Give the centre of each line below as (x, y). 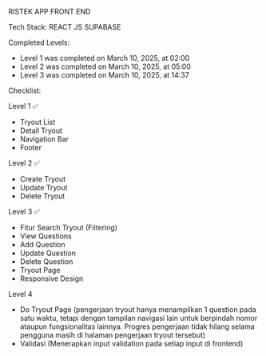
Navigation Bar (44, 139)
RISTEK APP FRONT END (50, 12)
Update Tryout (44, 188)
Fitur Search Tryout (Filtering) (69, 228)
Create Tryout (43, 179)
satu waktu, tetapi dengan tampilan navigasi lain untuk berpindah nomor (139, 318)
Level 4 (20, 294)
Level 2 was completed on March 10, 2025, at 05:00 (105, 66)
